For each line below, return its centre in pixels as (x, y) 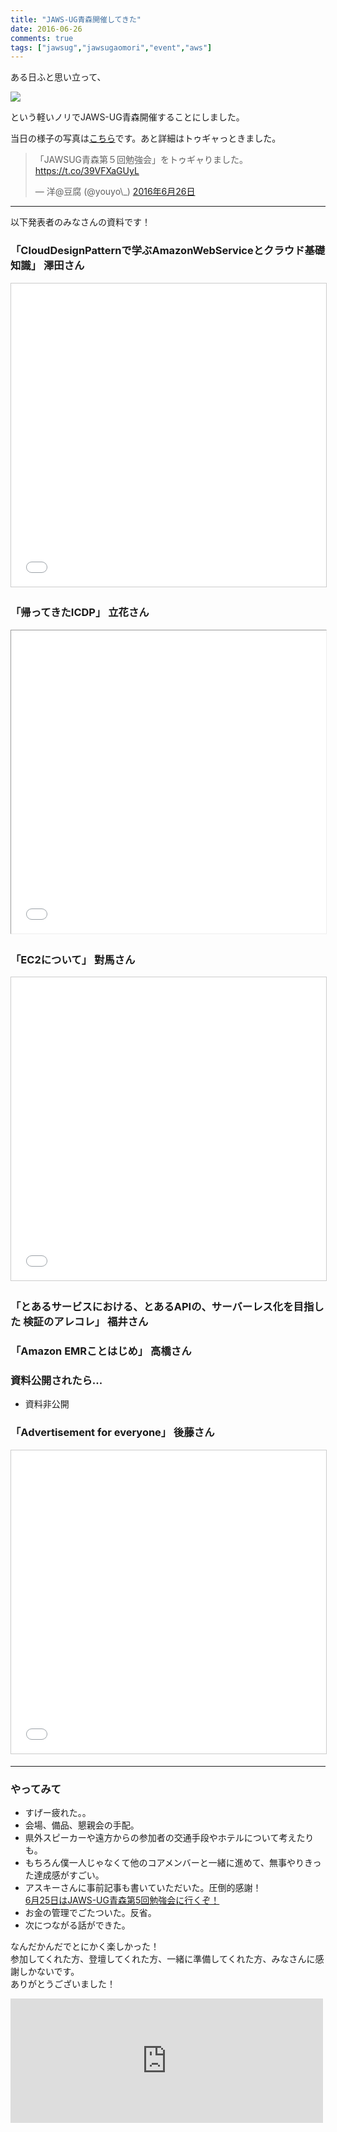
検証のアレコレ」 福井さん (86, 1322)
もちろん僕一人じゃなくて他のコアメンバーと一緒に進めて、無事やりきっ (173, 1862)
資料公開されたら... (56, 1380)
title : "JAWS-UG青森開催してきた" (76, 19)
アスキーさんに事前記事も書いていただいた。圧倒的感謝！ (143, 1887)
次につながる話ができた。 (77, 1925)
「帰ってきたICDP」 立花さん (80, 613)
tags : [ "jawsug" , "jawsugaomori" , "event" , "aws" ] (111, 47)
